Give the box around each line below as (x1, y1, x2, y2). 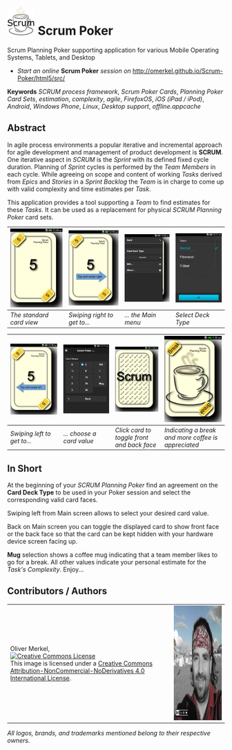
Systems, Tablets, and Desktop (7, 53, 95, 62)
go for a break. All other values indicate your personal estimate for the (7, 557, 206, 566)
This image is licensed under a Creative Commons (10, 659, 153, 668)
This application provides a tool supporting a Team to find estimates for (7, 198, 211, 206)
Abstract (7, 122, 46, 134)
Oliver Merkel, (10, 645, 50, 653)
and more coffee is (164, 433, 218, 441)
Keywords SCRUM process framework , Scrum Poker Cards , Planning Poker (7, 87, 224, 96)
